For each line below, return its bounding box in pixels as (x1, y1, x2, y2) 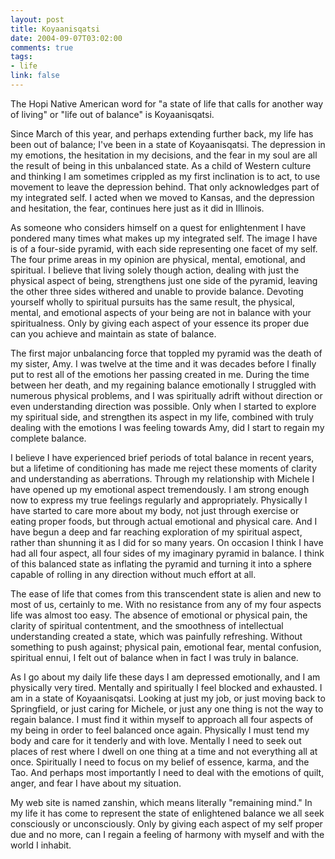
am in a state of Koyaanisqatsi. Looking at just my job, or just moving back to (10, 692, 326, 704)
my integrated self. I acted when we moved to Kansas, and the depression (10, 191, 315, 203)
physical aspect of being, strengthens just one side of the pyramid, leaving (10, 274, 318, 286)
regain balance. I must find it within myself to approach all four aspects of (10, 713, 314, 725)
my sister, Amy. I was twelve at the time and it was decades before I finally (10, 357, 317, 370)
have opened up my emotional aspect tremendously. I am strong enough (10, 483, 310, 495)
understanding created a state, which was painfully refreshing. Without (10, 630, 303, 642)
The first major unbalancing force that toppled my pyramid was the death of (10, 347, 323, 359)
